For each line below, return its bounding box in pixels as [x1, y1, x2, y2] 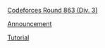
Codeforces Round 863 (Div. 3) [7, 6, 98, 14]
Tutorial [7, 33, 30, 42]
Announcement [7, 20, 52, 28]
